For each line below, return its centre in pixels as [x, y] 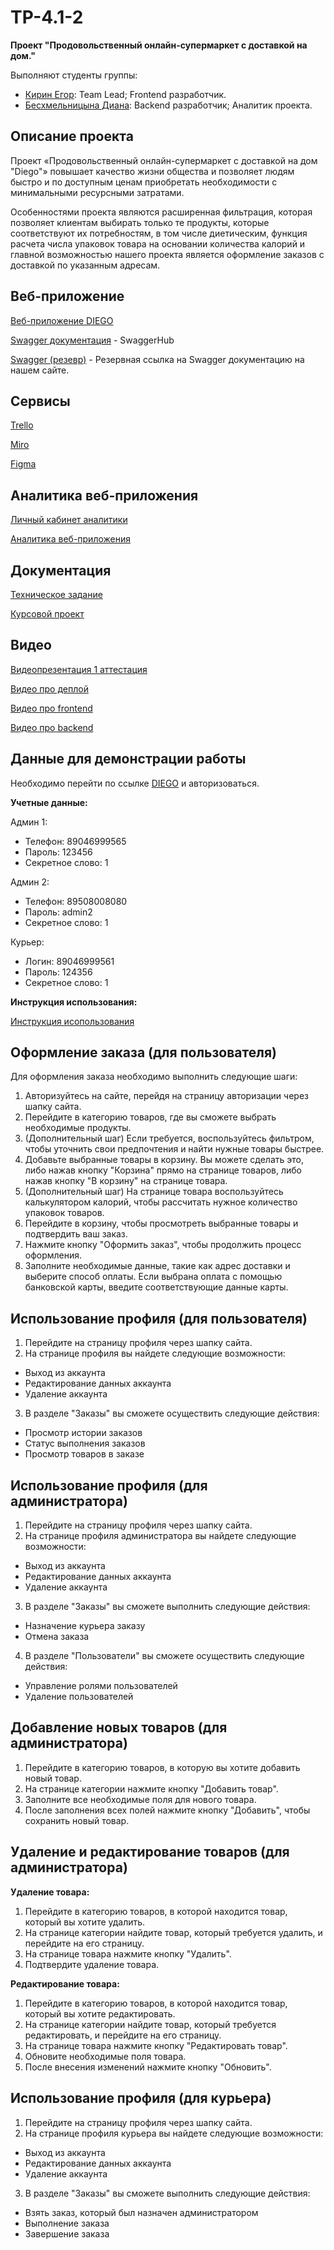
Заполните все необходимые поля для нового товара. [140, 1799]
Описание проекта [72, 136]
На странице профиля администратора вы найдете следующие [160, 1536]
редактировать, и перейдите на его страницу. [123, 2035]
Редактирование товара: [65, 1983]
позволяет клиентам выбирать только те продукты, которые [140, 222]
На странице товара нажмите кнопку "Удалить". [128, 1953]
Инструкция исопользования [72, 1021]
